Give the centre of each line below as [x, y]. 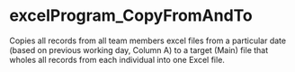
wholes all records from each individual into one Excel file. [117, 59]
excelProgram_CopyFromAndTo [131, 16]
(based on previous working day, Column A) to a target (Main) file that [139, 49]
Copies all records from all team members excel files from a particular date [147, 40]
